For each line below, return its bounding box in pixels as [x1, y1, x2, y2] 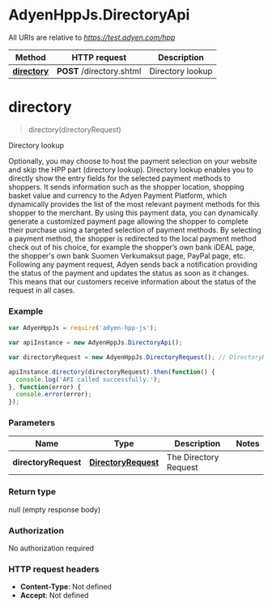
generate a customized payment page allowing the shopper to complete [8, 216, 249, 226]
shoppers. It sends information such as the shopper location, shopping [8, 182, 244, 191]
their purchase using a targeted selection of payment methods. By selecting [8, 225, 261, 234]
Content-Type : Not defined [19, 582, 112, 592]
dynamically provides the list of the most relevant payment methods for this [8, 199, 261, 208]
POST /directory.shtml [56, 65, 142, 76]
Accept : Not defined [19, 590, 89, 601]
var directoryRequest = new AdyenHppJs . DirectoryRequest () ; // [8, 353, 227, 362]
